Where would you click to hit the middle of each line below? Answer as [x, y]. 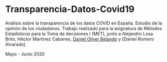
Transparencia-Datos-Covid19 [70, 9]
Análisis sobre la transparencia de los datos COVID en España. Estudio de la [84, 23]
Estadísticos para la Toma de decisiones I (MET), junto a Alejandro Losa [79, 33]
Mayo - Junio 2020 [25, 54]
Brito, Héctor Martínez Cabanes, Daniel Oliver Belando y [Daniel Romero [80, 39]
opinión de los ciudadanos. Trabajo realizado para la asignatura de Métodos [83, 28]
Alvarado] [15, 44]
